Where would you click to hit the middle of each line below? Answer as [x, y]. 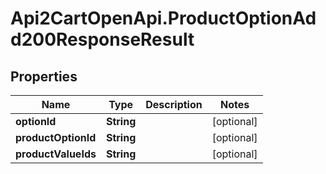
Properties [44, 76]
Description [174, 104]
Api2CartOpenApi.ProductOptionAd [163, 18]
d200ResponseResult [102, 39]
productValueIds [56, 154]
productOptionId [56, 137]
